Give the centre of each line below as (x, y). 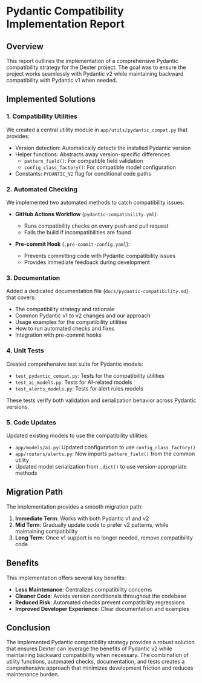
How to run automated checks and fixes (65, 329)
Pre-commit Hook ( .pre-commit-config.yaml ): (72, 244)
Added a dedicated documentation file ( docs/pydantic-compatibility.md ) (97, 291)
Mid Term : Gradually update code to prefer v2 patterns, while (92, 524)
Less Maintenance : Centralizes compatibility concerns (83, 589)
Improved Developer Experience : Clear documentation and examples (102, 609)
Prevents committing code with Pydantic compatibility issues (100, 256)
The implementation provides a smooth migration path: (75, 506)
